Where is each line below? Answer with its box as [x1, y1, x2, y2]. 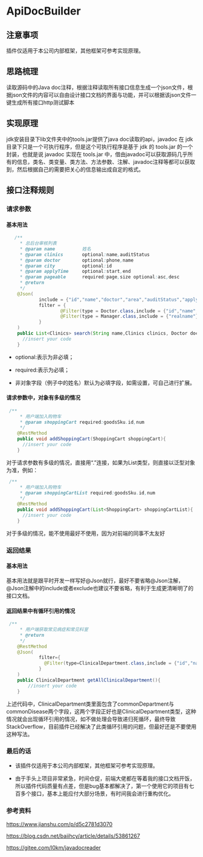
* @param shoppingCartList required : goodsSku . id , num [19, 490, 155, 496]
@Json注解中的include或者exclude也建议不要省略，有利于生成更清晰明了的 [6, 584, 194, 591]
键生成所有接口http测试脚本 [6, 99, 75, 106]
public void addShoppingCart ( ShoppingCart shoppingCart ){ [17, 436, 166, 442]
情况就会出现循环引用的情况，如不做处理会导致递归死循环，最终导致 [6, 715, 176, 723]
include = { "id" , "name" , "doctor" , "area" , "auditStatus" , [38, 297, 182, 303]
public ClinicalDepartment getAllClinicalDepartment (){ [17, 677, 161, 683]
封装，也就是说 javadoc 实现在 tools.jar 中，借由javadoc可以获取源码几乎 [6, 150, 188, 158]
